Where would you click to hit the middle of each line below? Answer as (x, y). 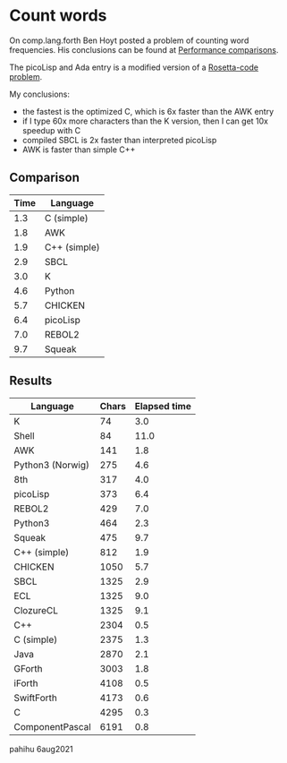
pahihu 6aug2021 (41, 749)
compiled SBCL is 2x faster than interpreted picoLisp (119, 140)
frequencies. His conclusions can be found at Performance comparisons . (144, 49)
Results (31, 381)
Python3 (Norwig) (51, 465)
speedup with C (51, 130)
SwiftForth (36, 698)
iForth (26, 683)
